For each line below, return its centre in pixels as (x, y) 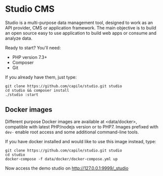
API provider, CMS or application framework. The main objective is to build (81, 27)
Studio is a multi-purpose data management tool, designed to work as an (79, 23)
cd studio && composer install (37, 90)
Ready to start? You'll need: (33, 48)
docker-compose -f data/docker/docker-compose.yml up (62, 159)
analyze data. (19, 38)
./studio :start (22, 95)
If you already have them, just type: (41, 77)
